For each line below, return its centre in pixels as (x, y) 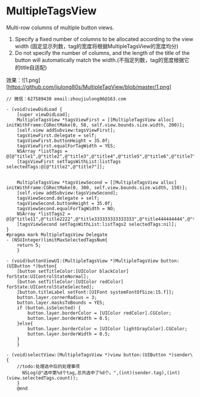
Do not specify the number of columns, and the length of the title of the (102, 53)
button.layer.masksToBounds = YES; (61, 303)
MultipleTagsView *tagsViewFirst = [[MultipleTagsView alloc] (96, 120)
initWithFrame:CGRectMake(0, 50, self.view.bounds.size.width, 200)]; (96, 125)
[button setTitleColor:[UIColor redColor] (70, 282)
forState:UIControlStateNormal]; (48, 276)
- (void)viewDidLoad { (34, 109)
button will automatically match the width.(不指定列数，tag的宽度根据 (99, 60)
